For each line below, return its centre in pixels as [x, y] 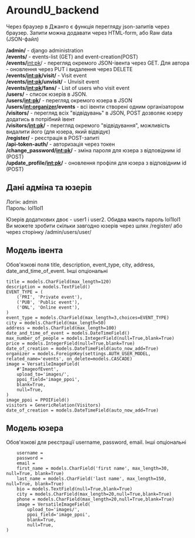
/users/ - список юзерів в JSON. [47, 94]
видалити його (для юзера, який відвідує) [58, 131]
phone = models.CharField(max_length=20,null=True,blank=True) [96, 499]
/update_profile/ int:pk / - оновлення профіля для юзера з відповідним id [96, 163]
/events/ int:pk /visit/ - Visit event [46, 75]
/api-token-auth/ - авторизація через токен [60, 144]
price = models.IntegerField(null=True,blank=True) [70, 343]
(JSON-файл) [23, 39]
